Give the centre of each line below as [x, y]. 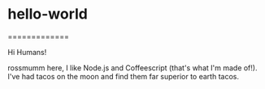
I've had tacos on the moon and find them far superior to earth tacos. [123, 76]
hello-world [48, 14]
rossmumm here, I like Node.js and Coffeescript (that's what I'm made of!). [132, 68]
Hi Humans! [27, 52]
